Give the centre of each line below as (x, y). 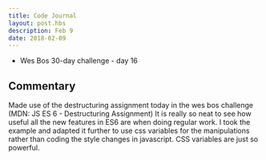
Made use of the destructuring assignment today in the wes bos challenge (131, 106)
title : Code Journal (43, 16)
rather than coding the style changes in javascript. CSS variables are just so (133, 139)
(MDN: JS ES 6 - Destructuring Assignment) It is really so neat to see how (130, 114)
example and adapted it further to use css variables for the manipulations (129, 131)
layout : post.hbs (37, 23)
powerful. (24, 148)
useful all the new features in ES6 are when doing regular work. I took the (129, 122)
